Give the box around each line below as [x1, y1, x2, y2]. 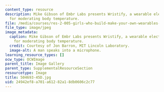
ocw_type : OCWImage [5, 57, 45, 62]
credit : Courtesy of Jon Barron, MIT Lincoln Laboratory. [9, 43, 130, 48]
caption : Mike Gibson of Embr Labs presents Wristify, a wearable [9, 35, 147, 39]
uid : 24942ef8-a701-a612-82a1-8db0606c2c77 [5, 79, 95, 84]
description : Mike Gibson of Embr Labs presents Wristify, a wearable [5, 12, 152, 17]
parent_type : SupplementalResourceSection [5, 66, 93, 71]
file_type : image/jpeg [5, 25, 51, 30]
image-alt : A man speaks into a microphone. [9, 48, 102, 53]
